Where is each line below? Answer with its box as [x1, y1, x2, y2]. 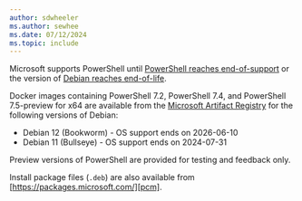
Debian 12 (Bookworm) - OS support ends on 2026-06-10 [22, 128, 239, 139]
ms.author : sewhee [9, 22, 79, 31]
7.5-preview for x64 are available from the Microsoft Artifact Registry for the [9, 100, 293, 111]
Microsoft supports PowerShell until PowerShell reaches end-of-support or [9, 63, 290, 74]
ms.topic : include [9, 38, 79, 48]
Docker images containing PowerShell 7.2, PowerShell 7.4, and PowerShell [9, 91, 287, 101]
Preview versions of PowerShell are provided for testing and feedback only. [9, 155, 291, 166]
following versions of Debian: [9, 110, 119, 120]
